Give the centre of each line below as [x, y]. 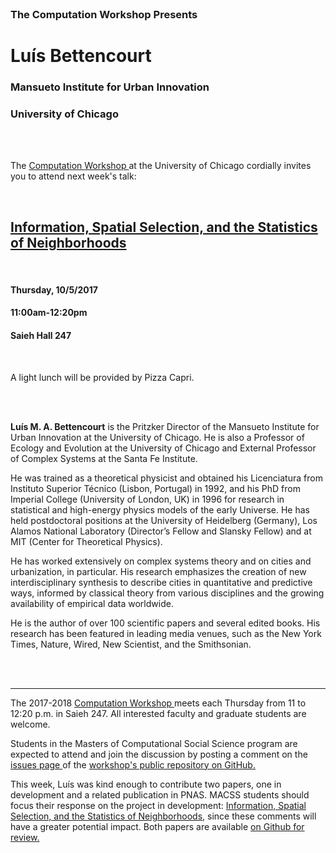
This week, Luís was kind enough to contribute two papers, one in [146, 784]
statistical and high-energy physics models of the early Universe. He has [160, 509]
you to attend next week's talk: [73, 176]
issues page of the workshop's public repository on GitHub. [133, 764]
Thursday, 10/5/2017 [54, 289]
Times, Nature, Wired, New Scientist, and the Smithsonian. [131, 644]
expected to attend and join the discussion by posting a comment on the [159, 754]
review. [25, 837]
